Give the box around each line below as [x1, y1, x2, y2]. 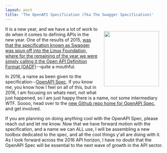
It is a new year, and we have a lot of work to [5, 26, 98, 32]
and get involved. [5, 106, 41, 112]
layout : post [5, 7, 33, 13]
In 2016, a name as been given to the [5, 73, 81, 79]
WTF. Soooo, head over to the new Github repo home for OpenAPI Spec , [5, 100, 156, 106]
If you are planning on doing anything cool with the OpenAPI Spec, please [5, 115, 158, 121]
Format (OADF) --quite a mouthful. [5, 64, 75, 70]
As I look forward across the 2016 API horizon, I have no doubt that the [5, 137, 152, 143]
